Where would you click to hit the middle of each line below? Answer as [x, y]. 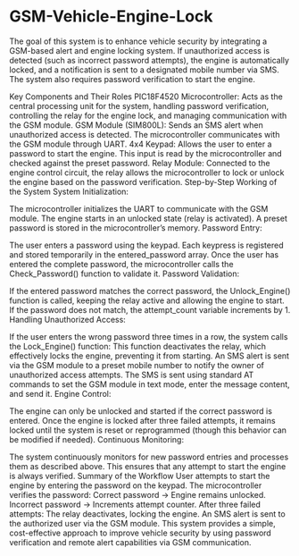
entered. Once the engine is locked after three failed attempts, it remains [142, 420]
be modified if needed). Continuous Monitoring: [97, 439]
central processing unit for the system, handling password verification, [139, 105]
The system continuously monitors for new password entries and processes [149, 457]
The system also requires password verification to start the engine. [133, 79]
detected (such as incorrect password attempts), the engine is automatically [149, 60]
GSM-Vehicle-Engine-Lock [111, 17]
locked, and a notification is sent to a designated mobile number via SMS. [144, 70]
